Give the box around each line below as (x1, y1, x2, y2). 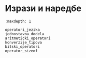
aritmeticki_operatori (5, 36, 51, 41)
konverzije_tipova (5, 40, 42, 45)
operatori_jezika (5, 27, 40, 32)
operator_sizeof (5, 48, 38, 53)
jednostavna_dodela (5, 31, 44, 36)
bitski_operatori (5, 44, 40, 49)
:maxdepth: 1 (5, 19, 31, 24)
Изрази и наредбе (5, 3, 82, 14)
